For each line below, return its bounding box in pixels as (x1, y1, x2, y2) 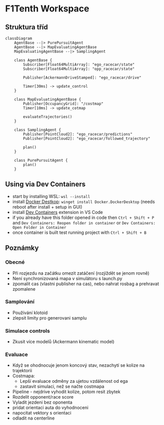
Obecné (5, 259, 25, 266)
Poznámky (5, 244, 39, 252)
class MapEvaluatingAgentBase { (14, 97, 81, 102)
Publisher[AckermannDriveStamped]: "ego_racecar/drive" (23, 75, 142, 80)
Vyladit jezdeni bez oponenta (12, 399, 73, 406)
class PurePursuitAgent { (14, 158, 68, 163)
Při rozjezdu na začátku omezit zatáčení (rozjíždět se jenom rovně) (12, 270, 150, 276)
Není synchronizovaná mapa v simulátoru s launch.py (12, 275, 123, 281)
